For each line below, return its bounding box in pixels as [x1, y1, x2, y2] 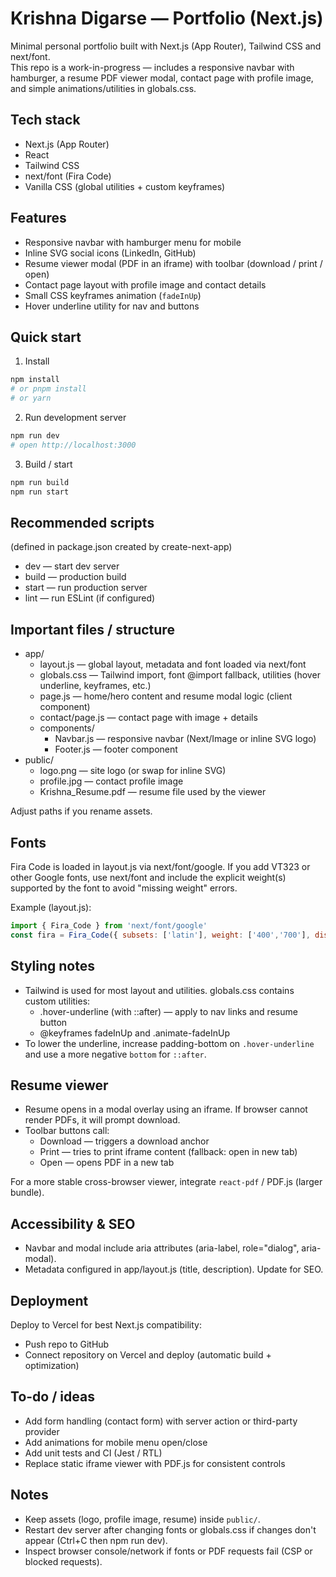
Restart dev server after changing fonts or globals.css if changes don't [24, 1523, 317, 1536]
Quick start [10, 328, 82, 346]
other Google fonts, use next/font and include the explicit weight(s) [10, 871, 287, 883]
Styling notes [10, 958, 96, 975]
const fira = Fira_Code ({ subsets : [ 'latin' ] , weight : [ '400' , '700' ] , [10, 930, 311, 940]
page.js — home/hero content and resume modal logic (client [39, 690, 293, 702]
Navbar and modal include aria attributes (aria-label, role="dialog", [24, 1242, 300, 1254]
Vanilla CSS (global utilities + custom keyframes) [24, 180, 226, 192]
